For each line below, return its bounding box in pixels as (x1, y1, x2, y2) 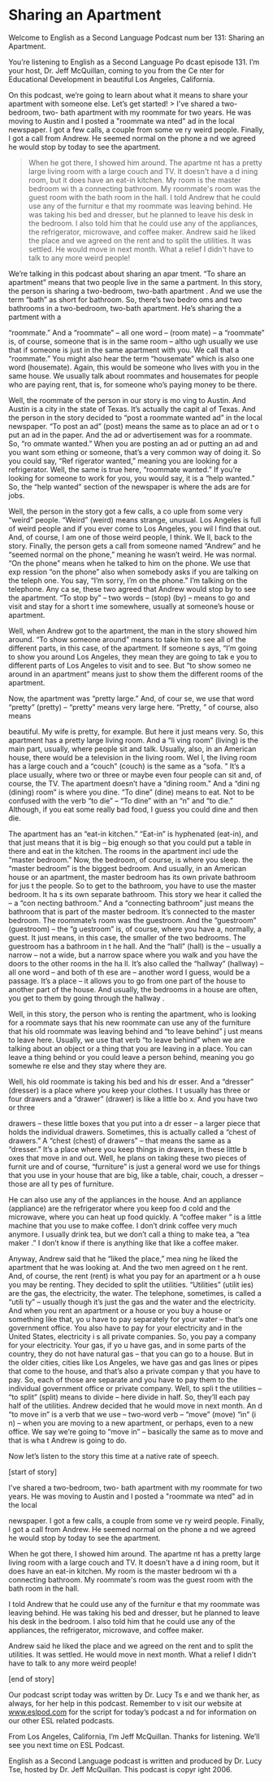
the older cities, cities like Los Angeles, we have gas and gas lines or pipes (8, 1357, 258, 1367)
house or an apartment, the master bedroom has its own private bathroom (8, 872, 257, 882)
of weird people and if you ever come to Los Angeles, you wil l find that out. (8, 523, 262, 533)
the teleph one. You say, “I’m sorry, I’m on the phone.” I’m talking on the (8, 576, 248, 585)
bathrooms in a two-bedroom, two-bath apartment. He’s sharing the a (8, 303, 242, 313)
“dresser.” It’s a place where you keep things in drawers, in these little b (8, 1144, 248, 1154)
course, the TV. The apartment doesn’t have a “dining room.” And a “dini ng (8, 778, 260, 788)
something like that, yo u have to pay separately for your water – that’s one (8, 1314, 258, 1324)
